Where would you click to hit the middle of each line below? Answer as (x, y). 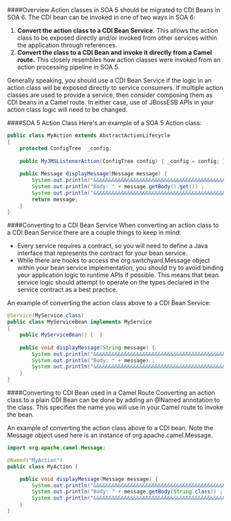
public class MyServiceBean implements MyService (80, 322)
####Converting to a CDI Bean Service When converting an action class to (113, 225)
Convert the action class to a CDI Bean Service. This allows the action (118, 31)
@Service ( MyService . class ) (46, 315)
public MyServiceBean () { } (61, 335)
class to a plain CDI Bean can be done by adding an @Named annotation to (113, 400)
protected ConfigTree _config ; (66, 148)
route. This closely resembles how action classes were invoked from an (119, 60)
